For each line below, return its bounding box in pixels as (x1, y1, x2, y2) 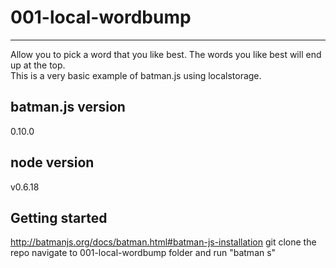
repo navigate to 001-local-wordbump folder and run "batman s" (10, 247, 277, 259)
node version (10, 154, 95, 171)
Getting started (10, 209, 108, 226)
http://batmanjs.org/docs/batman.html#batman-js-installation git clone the (10, 236, 317, 248)
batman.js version (10, 99, 126, 116)
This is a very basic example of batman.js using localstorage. (10, 69, 262, 81)
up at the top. (10, 59, 66, 71)
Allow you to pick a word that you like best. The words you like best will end (10, 48, 322, 60)
